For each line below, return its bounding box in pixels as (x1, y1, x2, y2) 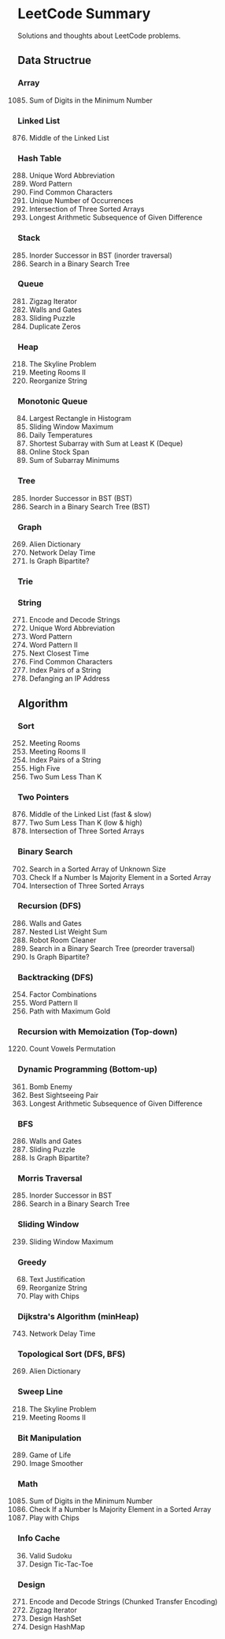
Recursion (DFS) (17, 900, 82, 912)
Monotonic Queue (17, 396, 88, 407)
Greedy (17, 1257, 47, 1268)
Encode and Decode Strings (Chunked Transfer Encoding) (28, 1596, 218, 1606)
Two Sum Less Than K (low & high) (28, 818, 143, 828)
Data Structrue (17, 54, 92, 67)
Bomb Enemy (28, 1081, 72, 1091)
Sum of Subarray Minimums (28, 456, 120, 465)
